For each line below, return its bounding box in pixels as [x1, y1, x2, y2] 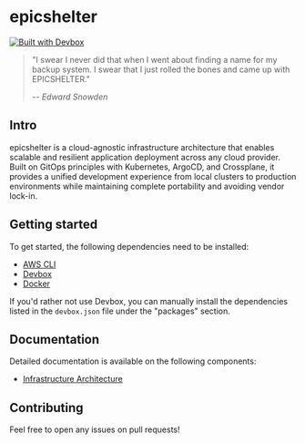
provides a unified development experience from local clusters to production [9, 170, 297, 181]
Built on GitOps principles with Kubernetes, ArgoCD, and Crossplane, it [9, 161, 275, 172]
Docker [22, 278, 51, 289]
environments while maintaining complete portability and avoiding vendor [9, 181, 285, 191]
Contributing [9, 399, 84, 416]
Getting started [9, 217, 98, 232]
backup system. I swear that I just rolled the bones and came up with [31, 64, 290, 75]
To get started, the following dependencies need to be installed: [9, 241, 249, 252]
